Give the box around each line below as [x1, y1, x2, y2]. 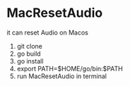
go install [16, 56, 44, 65]
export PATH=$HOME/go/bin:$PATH [16, 64, 123, 73]
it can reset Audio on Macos [6, 28, 89, 37]
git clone [16, 42, 43, 50]
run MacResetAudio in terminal [16, 72, 107, 80]
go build [16, 49, 41, 58]
